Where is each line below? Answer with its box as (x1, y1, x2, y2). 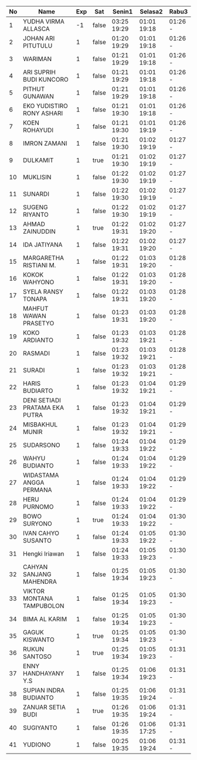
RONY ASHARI (23, 109, 63, 117)
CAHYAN (23, 563, 48, 571)
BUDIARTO (23, 387, 53, 395)
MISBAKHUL (23, 421, 58, 428)
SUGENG (23, 203, 48, 211)
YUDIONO (23, 741, 51, 748)
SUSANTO (23, 537, 52, 544)
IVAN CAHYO (23, 529, 60, 537)
